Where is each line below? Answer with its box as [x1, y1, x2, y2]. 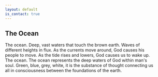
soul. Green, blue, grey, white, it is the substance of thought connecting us [5, 63, 154, 68]
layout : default [5, 7, 38, 12]
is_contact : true [5, 12, 40, 16]
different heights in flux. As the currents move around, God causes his [5, 47, 145, 53]
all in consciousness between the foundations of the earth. [5, 68, 122, 74]
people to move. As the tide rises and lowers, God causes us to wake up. [5, 52, 150, 58]
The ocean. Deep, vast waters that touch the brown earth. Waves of [5, 42, 140, 48]
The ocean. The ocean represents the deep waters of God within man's [5, 57, 147, 63]
